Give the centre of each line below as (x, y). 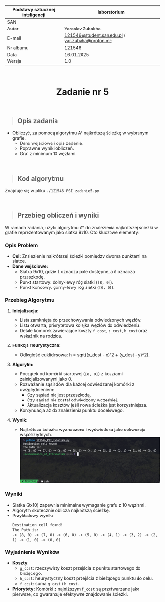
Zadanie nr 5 (82, 92)
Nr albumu (18, 48)
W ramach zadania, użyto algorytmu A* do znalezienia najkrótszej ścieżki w (82, 227)
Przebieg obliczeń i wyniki (58, 215)
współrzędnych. (36, 435)
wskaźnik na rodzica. (41, 336)
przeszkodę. (32, 277)
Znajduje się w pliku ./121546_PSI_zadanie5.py (52, 191)
